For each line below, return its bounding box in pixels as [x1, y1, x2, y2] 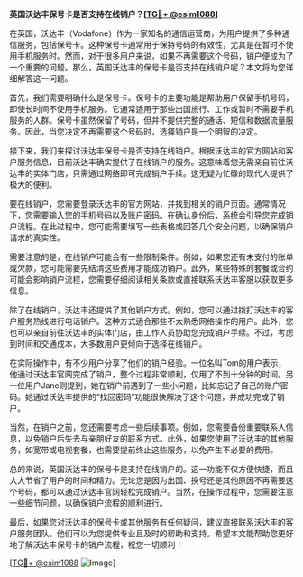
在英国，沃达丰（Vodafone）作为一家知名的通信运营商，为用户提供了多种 [9, 28, 282, 39]
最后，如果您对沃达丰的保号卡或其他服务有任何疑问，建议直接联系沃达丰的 [9, 517, 286, 527]
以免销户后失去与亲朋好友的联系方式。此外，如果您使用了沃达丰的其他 [24, 433, 286, 443]
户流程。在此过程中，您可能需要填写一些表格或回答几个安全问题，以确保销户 [9, 221, 294, 231]
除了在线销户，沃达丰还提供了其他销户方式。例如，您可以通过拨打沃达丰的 [9, 304, 286, 315]
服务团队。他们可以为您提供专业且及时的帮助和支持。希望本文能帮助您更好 [16, 528, 294, 538]
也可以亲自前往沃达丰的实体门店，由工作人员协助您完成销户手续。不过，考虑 [9, 327, 294, 338]
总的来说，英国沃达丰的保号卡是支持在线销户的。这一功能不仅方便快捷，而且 [9, 464, 294, 474]
